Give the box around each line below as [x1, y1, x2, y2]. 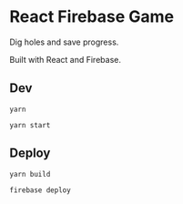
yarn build [9, 169, 51, 178]
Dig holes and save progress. [9, 36, 119, 47]
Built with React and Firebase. [9, 54, 121, 65]
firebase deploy [9, 185, 71, 195]
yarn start [9, 120, 51, 129]
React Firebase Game [9, 6, 175, 27]
